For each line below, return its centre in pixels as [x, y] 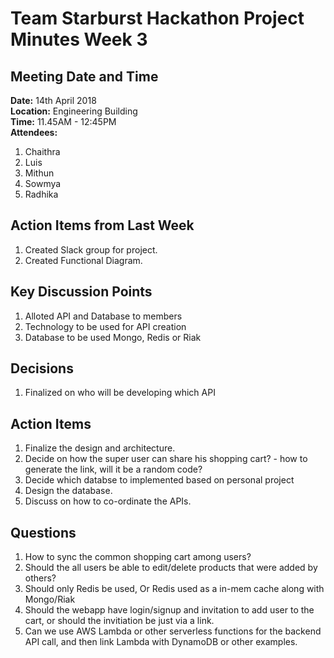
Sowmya [43, 183]
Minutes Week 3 [79, 39]
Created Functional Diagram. [83, 260]
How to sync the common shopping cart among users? [138, 557]
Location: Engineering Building [74, 111]
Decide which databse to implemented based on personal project [159, 480]
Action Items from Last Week [102, 225]
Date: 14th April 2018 [53, 100]
